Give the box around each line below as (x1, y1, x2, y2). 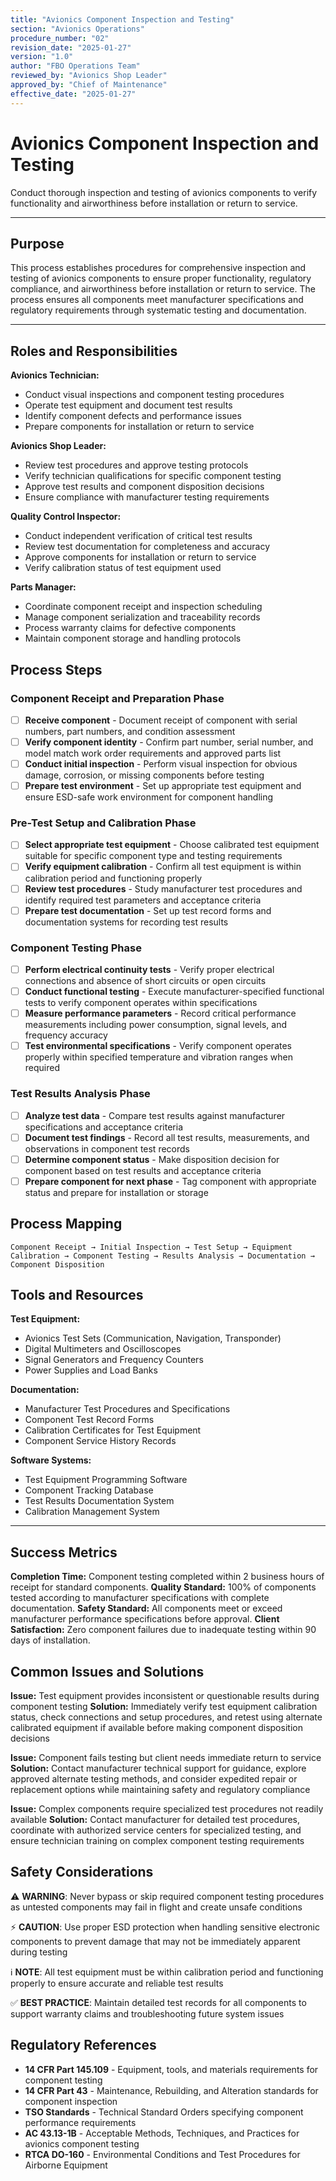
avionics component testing (24, 2137, 140, 2150)
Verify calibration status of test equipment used (24, 562, 222, 574)
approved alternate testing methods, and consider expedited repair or (10, 1773, 298, 1785)
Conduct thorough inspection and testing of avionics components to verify (10, 186, 318, 198)
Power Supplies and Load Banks (24, 1364, 158, 1376)
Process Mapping (10, 1216, 123, 1233)
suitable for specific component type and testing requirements (24, 850, 283, 862)
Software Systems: (10, 1454, 92, 1466)
